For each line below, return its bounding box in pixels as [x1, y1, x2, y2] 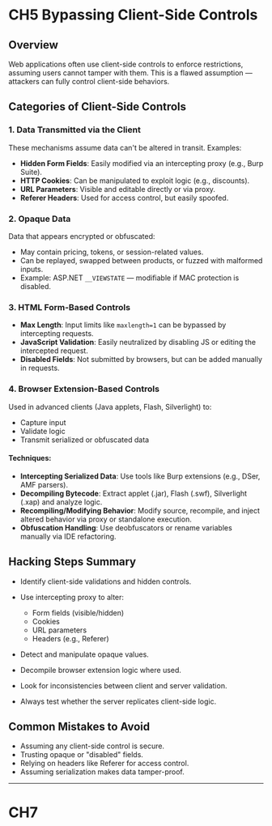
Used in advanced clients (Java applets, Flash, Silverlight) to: [8, 402, 212, 411]
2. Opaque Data [8, 213, 71, 224]
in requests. [19, 363, 60, 373]
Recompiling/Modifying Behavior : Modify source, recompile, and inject [19, 505, 261, 515]
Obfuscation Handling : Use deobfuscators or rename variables [19, 522, 232, 532]
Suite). [19, 167, 43, 177]
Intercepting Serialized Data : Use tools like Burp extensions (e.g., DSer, [19, 471, 261, 481]
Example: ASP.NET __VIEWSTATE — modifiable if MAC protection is [19, 273, 240, 283]
